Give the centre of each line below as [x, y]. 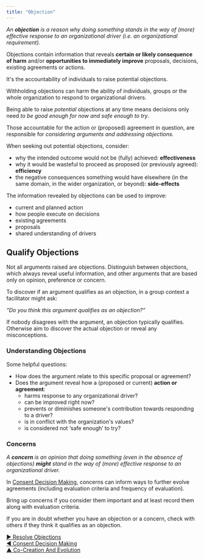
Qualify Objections [43, 253]
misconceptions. [27, 335]
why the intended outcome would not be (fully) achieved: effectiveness [105, 158]
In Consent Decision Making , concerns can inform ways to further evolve [98, 482]
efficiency [28, 170]
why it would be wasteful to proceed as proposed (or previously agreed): [107, 164]
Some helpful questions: [37, 364]
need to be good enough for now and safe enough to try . [78, 115]
